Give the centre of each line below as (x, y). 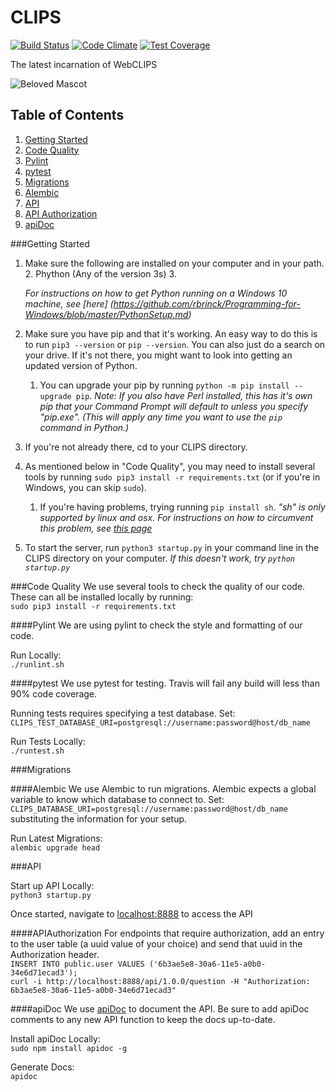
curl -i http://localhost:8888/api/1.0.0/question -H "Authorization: (160, 981)
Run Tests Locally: (48, 741)
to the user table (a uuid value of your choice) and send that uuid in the (156, 943)
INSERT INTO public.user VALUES (77, 964)
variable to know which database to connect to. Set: (117, 799)
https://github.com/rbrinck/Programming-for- (207, 303)
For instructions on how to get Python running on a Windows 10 (156, 293)
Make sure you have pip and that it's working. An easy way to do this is (171, 333)
